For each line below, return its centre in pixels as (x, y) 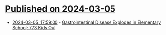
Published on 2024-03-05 (60, 9)
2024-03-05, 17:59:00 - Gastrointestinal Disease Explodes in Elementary (86, 22)
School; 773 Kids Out (34, 27)
